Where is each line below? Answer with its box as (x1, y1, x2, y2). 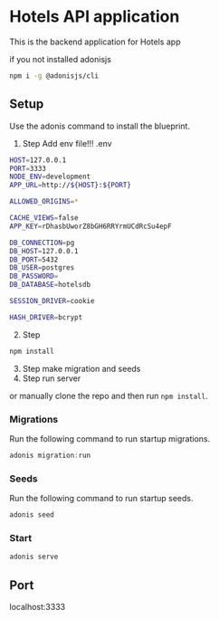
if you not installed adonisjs (9, 53, 111, 64)
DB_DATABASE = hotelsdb (9, 281, 91, 290)
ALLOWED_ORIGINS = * (9, 197, 79, 206)
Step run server (22, 373, 81, 384)
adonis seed (9, 510, 54, 519)
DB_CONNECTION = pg (9, 238, 75, 247)
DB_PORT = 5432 (9, 255, 59, 264)
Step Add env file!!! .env (22, 138, 112, 148)
